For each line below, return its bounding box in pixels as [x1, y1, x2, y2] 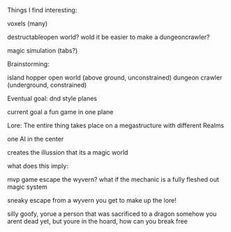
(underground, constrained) [7, 81, 87, 89]
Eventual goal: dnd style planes [7, 94, 98, 102]
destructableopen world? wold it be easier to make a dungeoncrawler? [7, 33, 211, 41]
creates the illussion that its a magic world [7, 148, 128, 156]
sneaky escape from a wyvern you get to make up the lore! [7, 196, 177, 204]
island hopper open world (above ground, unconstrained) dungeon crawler [7, 73, 223, 82]
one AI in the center [7, 135, 64, 143]
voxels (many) [7, 20, 48, 27]
